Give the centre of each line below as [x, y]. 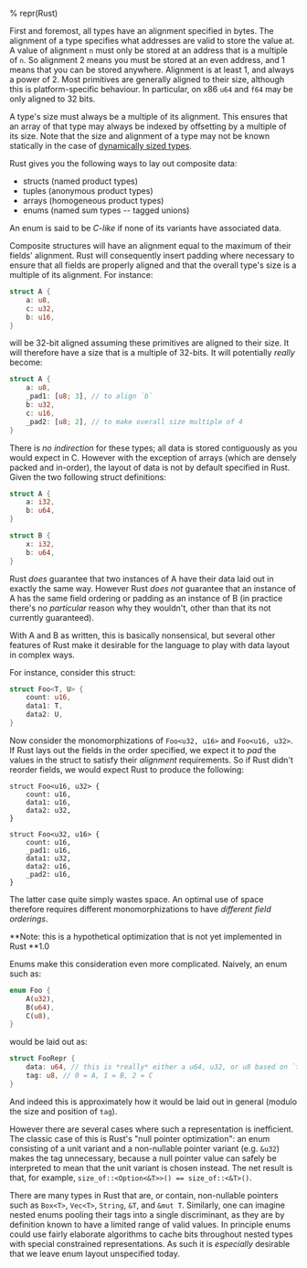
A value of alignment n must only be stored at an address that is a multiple [148, 50]
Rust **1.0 [30, 946]
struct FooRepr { [42, 1059]
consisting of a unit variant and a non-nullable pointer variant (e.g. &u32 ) [145, 1148]
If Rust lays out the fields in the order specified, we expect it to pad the [143, 750]
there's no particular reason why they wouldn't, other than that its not [140, 608]
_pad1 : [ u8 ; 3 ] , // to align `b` [90, 397]
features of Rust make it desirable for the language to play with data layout [150, 645]
